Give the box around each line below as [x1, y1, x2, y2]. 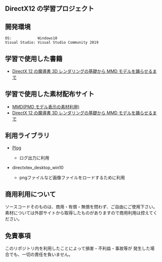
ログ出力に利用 [19, 155, 49, 160]
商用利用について [5, 190, 56, 198]
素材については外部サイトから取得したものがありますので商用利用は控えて [5, 210, 154, 216]
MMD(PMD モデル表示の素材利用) [12, 104, 80, 109]
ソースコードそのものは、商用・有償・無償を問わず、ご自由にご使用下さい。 [5, 204, 158, 210]
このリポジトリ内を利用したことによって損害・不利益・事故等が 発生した [5, 245, 150, 251]
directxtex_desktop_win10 [12, 164, 64, 170]
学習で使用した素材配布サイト [5, 90, 95, 98]
